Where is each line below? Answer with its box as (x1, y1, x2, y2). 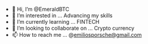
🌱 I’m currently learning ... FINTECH (11, 18, 100, 25)
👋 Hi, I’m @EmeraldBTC (11, 6, 70, 12)
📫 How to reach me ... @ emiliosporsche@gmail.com (11, 32, 142, 38)
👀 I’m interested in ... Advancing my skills (11, 12, 113, 19)
